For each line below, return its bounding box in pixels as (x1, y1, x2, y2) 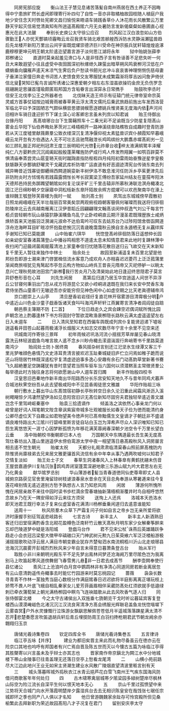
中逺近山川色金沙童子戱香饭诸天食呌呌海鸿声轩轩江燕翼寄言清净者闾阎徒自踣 (5, 300, 164, 306)
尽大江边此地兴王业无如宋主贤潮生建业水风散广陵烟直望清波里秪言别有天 (5, 663, 155, 668)
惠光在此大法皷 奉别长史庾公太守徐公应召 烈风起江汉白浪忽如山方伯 (5, 30, 162, 35)
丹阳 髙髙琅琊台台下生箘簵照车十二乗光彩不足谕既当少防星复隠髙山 (14, 118, 161, 123)
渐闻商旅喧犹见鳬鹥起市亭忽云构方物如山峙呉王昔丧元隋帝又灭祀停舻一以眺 (5, 262, 159, 268)
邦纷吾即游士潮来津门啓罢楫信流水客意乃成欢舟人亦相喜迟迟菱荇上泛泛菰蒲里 (5, 256, 164, 261)
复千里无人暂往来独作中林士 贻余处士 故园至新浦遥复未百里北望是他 (5, 249, 162, 255)
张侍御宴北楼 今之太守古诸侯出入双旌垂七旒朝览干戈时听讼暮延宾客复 (5, 595, 156, 601)
